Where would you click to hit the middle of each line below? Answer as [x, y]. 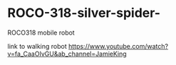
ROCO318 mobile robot [41, 32]
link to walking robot [37, 46]
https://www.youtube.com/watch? [118, 46]
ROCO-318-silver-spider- [84, 13]
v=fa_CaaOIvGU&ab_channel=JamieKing [67, 54]
